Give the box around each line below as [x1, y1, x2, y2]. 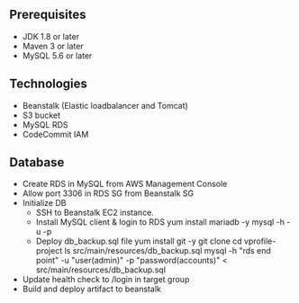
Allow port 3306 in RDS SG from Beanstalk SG [22, 188, 195, 199]
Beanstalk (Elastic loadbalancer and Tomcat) [22, 100, 189, 111]
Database [9, 155, 65, 170]
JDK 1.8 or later [22, 31, 79, 41]
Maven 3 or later [22, 40, 84, 51]
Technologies [9, 76, 88, 92]
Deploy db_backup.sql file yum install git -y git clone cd [35, 236, 242, 246]
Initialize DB [22, 198, 67, 209]
